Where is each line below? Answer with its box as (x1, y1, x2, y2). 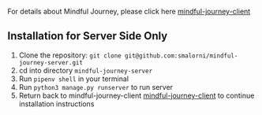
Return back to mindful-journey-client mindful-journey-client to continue (18, 91, 255, 100)
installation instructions (18, 98, 95, 109)
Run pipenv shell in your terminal (18, 74, 129, 83)
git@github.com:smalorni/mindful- (124, 51, 238, 60)
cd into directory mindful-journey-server (18, 65, 153, 75)
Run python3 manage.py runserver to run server (18, 82, 174, 91)
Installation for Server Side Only (7, 29, 168, 43)
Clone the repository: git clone (18, 50, 122, 60)
